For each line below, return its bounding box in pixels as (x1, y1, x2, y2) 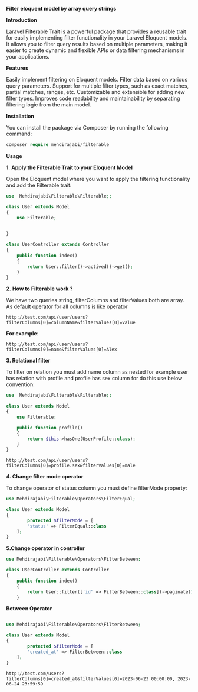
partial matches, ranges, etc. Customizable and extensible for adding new (6, 89, 186, 95)
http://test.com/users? (6, 671, 65, 677)
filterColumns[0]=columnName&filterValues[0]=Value (6, 319, 136, 326)
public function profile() (16, 425, 83, 431)
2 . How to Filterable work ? (6, 285, 73, 292)
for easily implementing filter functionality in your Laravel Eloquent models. (6, 34, 188, 41)
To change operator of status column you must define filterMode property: (6, 484, 187, 491)
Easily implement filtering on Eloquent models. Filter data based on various (6, 76, 188, 83)
